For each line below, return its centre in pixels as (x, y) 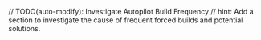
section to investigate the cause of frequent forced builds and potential (126, 20)
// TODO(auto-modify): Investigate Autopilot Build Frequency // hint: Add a (131, 12)
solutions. (24, 28)
